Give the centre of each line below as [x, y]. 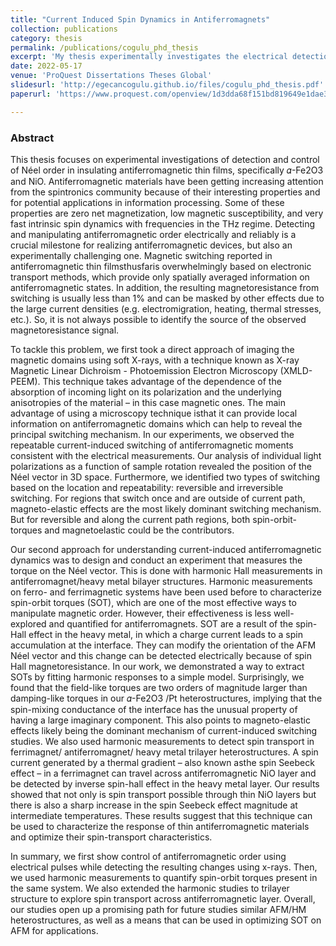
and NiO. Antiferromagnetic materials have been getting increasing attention [167, 181]
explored [28, 623]
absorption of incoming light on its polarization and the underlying [146, 392]
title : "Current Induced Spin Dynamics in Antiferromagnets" [140, 19]
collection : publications [64, 29]
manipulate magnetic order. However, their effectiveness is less [141, 613]
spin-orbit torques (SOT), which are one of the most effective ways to [153, 602]
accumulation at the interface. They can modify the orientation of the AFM [163, 645]
